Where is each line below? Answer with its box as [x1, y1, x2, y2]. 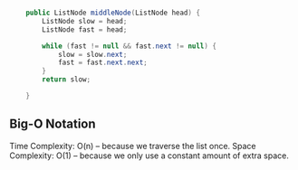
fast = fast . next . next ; [57, 58, 148, 68]
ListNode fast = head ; [42, 24, 128, 34]
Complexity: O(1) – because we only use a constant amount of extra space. [9, 150, 290, 161]
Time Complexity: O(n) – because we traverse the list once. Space [9, 140, 256, 151]
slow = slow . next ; [57, 50, 128, 59]
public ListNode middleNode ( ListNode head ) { [25, 8, 201, 17]
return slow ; [42, 75, 91, 84]
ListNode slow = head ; [42, 16, 128, 25]
